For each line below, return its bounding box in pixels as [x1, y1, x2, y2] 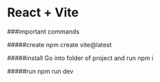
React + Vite [7, 5, 79, 20]
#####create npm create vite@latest [7, 40, 112, 49]
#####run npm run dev [7, 67, 74, 75]
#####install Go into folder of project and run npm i [7, 53, 154, 62]
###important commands [7, 27, 80, 36]
